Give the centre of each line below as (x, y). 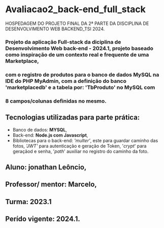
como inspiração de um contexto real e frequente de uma (77, 54)
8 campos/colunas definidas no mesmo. (56, 101)
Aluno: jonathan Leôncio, (46, 167)
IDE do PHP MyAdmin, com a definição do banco (66, 81)
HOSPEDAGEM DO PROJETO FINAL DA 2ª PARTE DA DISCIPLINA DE (77, 23)
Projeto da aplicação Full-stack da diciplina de (63, 42)
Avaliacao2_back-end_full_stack (75, 9)
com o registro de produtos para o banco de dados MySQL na (82, 75)
